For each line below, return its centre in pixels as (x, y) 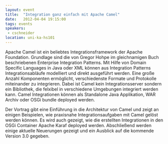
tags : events (19, 24)
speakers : (16, 28)
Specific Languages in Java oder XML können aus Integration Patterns (78, 67)
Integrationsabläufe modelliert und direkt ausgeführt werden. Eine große (80, 73)
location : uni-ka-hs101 (30, 38)
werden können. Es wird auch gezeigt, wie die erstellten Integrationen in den (84, 120)
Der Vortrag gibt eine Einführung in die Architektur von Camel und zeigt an (82, 109)
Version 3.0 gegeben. (28, 136)
